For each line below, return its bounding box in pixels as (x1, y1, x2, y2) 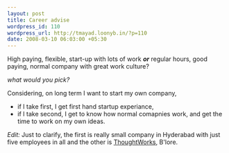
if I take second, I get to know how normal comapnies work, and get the (17, 110, 223, 118)
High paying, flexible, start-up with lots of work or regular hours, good (7, 55, 208, 63)
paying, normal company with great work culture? (7, 62, 149, 71)
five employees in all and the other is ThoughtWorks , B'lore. (7, 138, 178, 146)
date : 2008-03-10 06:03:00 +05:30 (7, 36, 108, 43)
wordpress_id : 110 (7, 23, 60, 30)
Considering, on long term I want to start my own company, (7, 89, 177, 98)
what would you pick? (7, 75, 70, 84)
